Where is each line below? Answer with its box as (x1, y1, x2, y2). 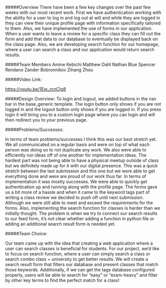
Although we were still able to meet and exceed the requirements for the (5, 200, 153, 206)
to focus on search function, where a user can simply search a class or (5, 251, 151, 257)
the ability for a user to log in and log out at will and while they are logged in (5, 15, 161, 20)
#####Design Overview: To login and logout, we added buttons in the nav (5, 96, 157, 102)
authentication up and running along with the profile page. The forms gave (5, 184, 158, 190)
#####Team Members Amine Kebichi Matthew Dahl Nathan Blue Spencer (5, 62, 156, 67)
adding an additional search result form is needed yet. (5, 221, 116, 227)
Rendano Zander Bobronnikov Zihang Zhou (5, 67, 93, 73)
